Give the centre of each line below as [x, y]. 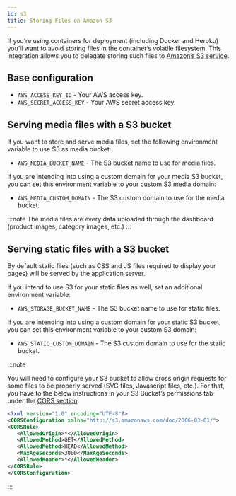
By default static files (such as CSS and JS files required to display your [112, 265]
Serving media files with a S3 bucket [89, 125]
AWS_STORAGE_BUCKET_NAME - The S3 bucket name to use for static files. [119, 308]
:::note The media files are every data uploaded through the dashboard [111, 219]
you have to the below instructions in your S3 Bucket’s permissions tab [110, 393]
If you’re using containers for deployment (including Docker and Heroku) [113, 40]
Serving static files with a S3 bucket [88, 249]
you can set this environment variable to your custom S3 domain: [102, 329]
